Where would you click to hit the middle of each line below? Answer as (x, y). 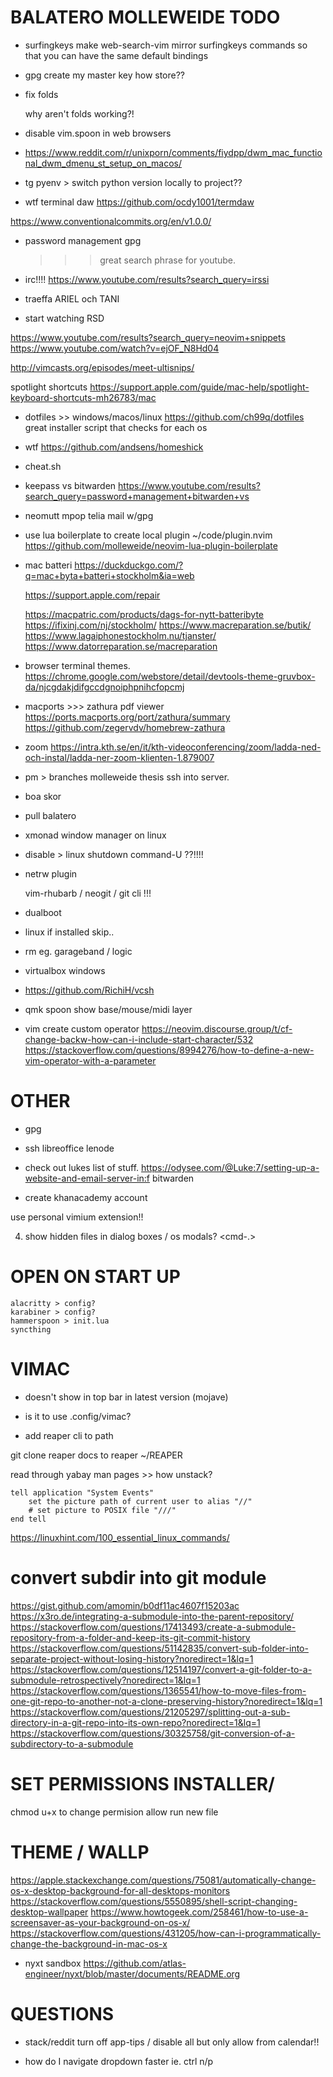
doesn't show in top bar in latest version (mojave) (126, 1397)
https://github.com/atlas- (135, 1963)
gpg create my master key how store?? (105, 75)
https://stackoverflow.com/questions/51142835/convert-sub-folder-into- (159, 1648)
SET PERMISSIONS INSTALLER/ (142, 1783)
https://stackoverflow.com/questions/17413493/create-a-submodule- (153, 1627)
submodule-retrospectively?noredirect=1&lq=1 (105, 1680)
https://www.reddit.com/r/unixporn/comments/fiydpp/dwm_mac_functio (173, 152)
